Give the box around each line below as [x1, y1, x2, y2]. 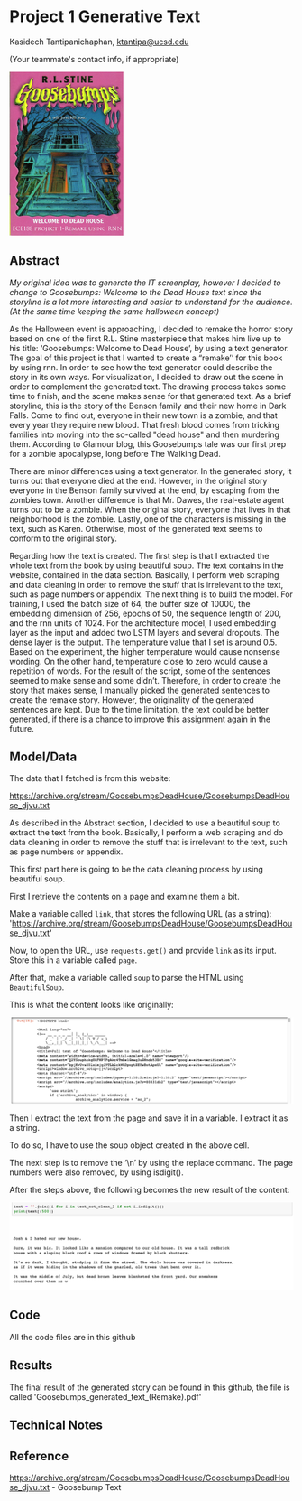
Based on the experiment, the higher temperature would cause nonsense [9, 646, 281, 657]
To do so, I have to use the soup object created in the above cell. [9, 1140, 250, 1151]
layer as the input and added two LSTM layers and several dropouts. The [9, 627, 279, 638]
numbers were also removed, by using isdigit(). [9, 1167, 185, 1178]
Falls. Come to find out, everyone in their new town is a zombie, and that [9, 409, 278, 421]
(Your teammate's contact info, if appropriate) [9, 53, 179, 64]
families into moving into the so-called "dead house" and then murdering [9, 429, 279, 440]
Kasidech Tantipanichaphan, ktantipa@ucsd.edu [9, 36, 189, 47]
